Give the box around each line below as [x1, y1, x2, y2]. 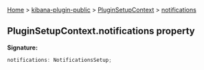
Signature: [7, 43, 38, 52]
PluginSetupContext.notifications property [7, 25, 195, 37]
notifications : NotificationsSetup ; [7, 56, 112, 63]
